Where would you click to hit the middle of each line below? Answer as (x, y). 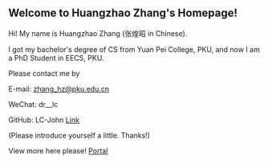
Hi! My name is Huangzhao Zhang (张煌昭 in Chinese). (98, 33)
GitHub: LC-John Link (44, 120)
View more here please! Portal (58, 150)
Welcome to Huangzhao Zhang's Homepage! (123, 13)
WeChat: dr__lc (33, 104)
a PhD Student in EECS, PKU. (56, 58)
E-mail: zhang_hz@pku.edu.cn (59, 89)
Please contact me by (44, 73)
